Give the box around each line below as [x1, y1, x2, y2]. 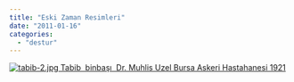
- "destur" [17, 37, 58, 47]
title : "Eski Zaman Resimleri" [9, 12, 126, 22]
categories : [9, 29, 53, 38]
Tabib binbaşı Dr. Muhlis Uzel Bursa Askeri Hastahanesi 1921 [61, 62, 287, 73]
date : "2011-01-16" [9, 21, 82, 30]
